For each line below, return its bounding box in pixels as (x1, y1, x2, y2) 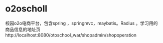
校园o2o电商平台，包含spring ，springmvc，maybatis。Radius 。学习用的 (5, 20, 158, 26)
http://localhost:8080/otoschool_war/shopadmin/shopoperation (5, 32, 137, 38)
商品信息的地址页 (5, 26, 41, 32)
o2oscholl (5, 3, 48, 14)
